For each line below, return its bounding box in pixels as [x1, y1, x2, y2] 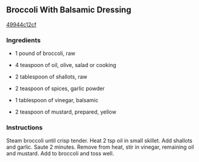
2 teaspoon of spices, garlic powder [14, 85, 105, 92]
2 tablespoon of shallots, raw [14, 73, 87, 80]
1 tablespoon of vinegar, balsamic [14, 97, 98, 104]
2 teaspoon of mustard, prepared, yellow [14, 108, 116, 115]
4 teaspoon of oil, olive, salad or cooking [14, 62, 116, 69]
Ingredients [6, 36, 41, 44]
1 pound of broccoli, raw [14, 50, 75, 57]
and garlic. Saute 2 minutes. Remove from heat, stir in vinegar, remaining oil [6, 143, 194, 151]
